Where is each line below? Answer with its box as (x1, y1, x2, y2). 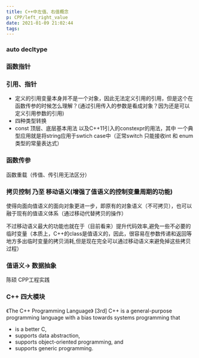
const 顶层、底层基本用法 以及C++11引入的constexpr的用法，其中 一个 (14, 125, 188, 132)
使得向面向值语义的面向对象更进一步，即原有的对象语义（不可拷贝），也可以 (6, 202, 192, 209)
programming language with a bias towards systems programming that (6, 314, 180, 321)
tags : (6, 25, 20, 32)
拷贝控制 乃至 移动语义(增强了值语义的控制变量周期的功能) (6, 187, 173, 195)
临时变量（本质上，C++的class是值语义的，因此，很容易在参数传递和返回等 (6, 230, 192, 237)
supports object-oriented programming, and (14, 338, 124, 345)
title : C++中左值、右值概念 (6, 8, 69, 15)
